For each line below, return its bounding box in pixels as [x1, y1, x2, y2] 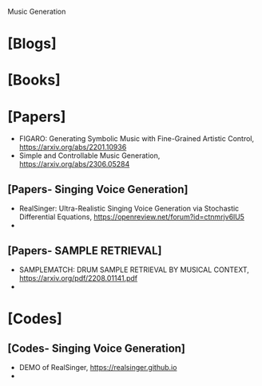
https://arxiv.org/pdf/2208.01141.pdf [18, 273, 138, 282]
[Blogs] [7, 35, 57, 53]
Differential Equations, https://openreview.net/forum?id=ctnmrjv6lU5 [18, 212, 245, 222]
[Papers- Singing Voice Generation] [7, 183, 189, 196]
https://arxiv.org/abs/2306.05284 [18, 160, 130, 169]
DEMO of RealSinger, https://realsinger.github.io [18, 362, 177, 372]
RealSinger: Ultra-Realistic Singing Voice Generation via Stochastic [18, 203, 240, 214]
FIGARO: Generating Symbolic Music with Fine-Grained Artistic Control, [18, 134, 255, 144]
